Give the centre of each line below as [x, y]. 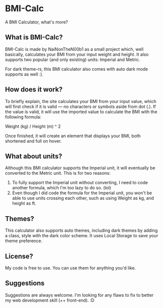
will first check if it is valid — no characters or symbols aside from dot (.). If [81, 106]
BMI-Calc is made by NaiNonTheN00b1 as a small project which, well [74, 49]
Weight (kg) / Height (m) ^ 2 [33, 126]
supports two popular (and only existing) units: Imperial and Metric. [73, 60]
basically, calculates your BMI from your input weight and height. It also [77, 54]
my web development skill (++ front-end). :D [50, 300]
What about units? [34, 156]
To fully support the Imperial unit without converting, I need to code [80, 183]
